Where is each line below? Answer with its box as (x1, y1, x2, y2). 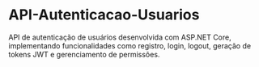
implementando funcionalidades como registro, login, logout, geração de (8, 40, 252, 50)
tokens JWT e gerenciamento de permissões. (8, 49, 160, 59)
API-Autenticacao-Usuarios (8, 6, 200, 24)
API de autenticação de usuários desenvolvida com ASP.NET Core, (8, 32, 232, 42)
